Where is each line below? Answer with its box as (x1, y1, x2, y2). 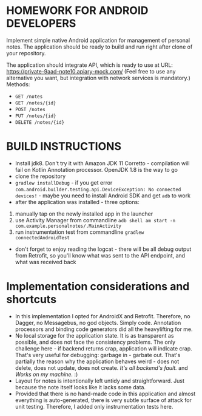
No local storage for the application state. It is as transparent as (15, 332, 174, 339)
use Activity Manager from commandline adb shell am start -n (15, 216, 176, 223)
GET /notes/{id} (15, 100, 56, 106)
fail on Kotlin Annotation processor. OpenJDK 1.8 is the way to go (15, 166, 178, 173)
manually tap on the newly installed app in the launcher (15, 210, 153, 217)
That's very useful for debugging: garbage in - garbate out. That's (15, 351, 181, 358)
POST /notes (15, 106, 45, 112)
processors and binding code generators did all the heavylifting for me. (15, 326, 193, 333)
